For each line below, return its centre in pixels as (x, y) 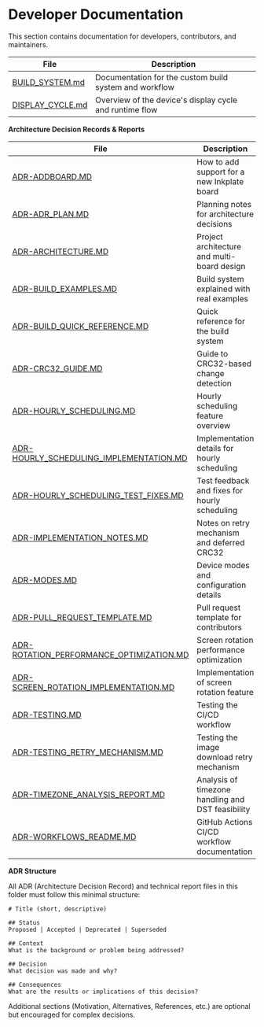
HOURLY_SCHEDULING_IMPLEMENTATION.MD (100, 458)
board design (221, 266)
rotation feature (225, 692)
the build (213, 331)
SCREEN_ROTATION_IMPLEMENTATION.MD (93, 687)
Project (210, 236)
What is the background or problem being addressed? (96, 950)
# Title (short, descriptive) (58, 909)
